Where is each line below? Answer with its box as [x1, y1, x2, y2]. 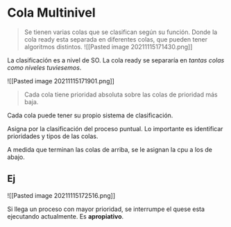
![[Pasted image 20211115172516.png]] [7, 191, 116, 199]
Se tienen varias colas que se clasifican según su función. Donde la [24, 28, 218, 36]
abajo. [7, 153, 26, 161]
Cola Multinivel [7, 5, 96, 21]
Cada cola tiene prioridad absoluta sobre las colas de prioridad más [24, 90, 218, 99]
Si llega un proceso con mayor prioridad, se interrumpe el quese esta [7, 205, 205, 213]
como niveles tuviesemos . [7, 63, 82, 72]
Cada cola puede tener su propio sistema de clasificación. [7, 111, 173, 119]
